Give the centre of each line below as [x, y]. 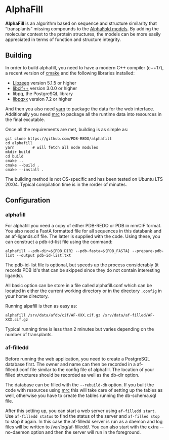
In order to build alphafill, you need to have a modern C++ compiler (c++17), [85, 67]
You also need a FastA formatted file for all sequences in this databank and [83, 231]
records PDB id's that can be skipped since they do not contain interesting [83, 270]
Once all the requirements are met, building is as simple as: [67, 129]
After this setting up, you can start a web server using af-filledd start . [80, 411]
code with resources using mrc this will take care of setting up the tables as [84, 390]
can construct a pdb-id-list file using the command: [59, 242]
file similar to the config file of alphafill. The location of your [92, 369]
